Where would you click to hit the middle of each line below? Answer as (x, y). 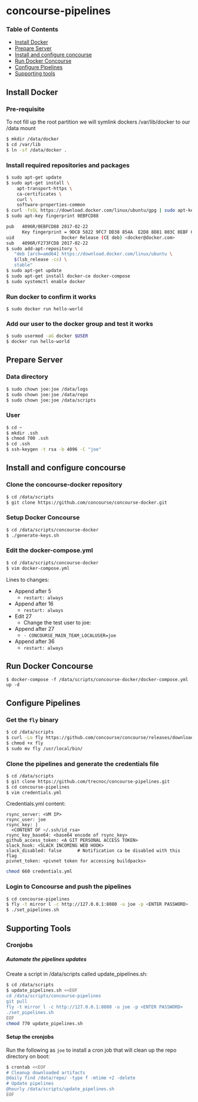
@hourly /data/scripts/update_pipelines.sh (60, 1089)
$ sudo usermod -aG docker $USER (47, 336)
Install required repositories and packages (68, 165)
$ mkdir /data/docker (33, 139)
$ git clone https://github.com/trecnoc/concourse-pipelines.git (88, 782)
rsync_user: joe (26, 820)
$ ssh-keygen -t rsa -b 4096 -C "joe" (54, 450)
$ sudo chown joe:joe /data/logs (47, 389)
